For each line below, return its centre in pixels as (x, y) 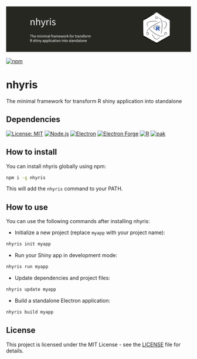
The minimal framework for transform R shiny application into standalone (94, 101)
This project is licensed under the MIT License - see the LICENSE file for (93, 344)
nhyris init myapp (28, 244)
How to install (32, 152)
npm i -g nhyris (26, 177)
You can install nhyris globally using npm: (56, 166)
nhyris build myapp (30, 312)
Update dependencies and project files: (62, 278)
